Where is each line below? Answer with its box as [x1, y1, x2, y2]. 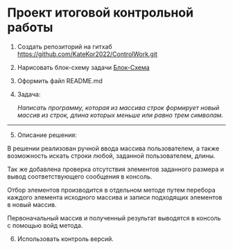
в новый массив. [7, 200, 57, 208]
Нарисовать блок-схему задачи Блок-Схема [17, 63, 150, 71]
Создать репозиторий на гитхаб [17, 42, 112, 51]
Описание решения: [17, 130, 78, 139]
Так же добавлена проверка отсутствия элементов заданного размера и [7, 165, 224, 173]
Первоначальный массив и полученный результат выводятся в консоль [7, 213, 221, 222]
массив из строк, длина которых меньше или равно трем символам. [17, 111, 224, 119]
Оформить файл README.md [17, 76, 103, 84]
